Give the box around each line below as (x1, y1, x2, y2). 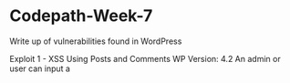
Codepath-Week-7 (9, 5, 153, 26)
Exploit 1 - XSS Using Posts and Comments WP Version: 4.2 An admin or (9, 53, 281, 64)
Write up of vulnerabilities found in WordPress (9, 36, 182, 47)
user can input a (9, 63, 71, 74)
